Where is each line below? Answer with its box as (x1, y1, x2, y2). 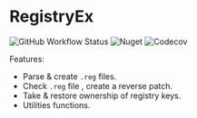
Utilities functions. (22, 99, 91, 110)
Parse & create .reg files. (22, 70, 117, 82)
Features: (9, 53, 45, 64)
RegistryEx (9, 6, 94, 27)
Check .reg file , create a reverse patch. (22, 80, 173, 91)
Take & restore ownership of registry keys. (22, 90, 182, 101)
